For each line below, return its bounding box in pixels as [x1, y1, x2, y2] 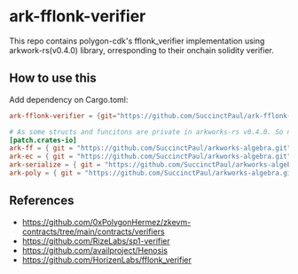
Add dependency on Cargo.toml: [9, 94, 129, 105]
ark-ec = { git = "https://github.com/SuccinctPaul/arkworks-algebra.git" [9, 153, 292, 161]
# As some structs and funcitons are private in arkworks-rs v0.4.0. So [9, 127, 284, 137]
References [9, 193, 74, 208]
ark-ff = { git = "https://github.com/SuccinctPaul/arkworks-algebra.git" [9, 144, 292, 153]
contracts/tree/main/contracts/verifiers [21, 226, 166, 237]
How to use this [9, 71, 98, 86]
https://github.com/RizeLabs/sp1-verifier [21, 235, 170, 246]
